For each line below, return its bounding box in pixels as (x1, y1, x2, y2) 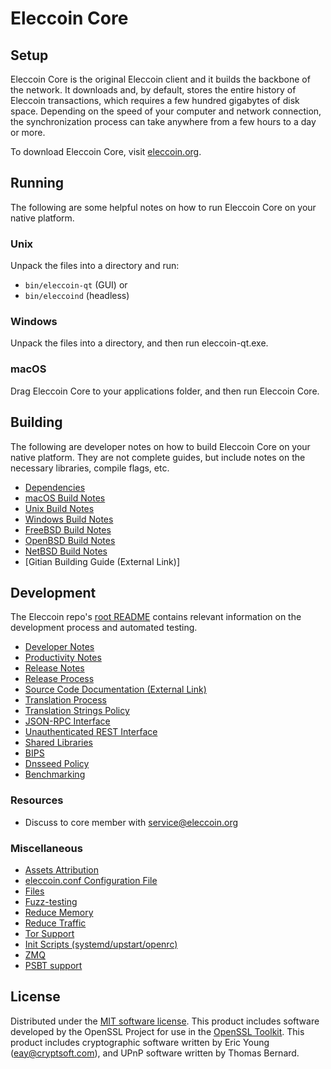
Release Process (24, 673, 95, 685)
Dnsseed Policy (24, 758, 90, 770)
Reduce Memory (24, 906, 94, 918)
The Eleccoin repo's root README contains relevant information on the (10, 611, 302, 623)
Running (10, 175, 65, 192)
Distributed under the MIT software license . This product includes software (10, 1015, 320, 1027)
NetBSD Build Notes (24, 545, 108, 557)
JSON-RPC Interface (24, 715, 111, 727)
